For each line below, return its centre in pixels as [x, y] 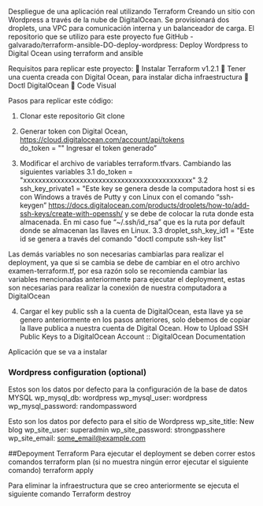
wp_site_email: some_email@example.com [77, 438]
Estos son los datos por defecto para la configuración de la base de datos [128, 389]
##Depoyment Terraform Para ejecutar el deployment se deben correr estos [132, 454]
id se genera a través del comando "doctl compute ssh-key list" [123, 239]
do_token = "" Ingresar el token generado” [88, 148]
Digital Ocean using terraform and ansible [76, 53]
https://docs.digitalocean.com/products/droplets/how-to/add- [149, 205]
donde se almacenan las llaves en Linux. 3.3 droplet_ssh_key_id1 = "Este [137, 231]
